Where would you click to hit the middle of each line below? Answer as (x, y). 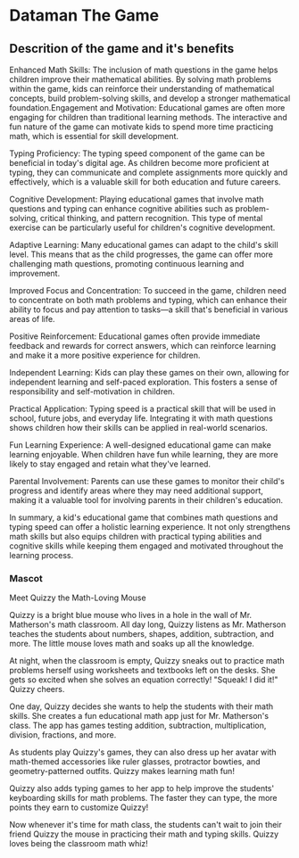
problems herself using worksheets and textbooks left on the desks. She (142, 671)
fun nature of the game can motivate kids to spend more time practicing (141, 127)
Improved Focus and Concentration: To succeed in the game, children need (148, 290)
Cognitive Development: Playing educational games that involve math (137, 199)
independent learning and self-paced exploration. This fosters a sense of (144, 382)
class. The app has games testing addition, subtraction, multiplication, (138, 726)
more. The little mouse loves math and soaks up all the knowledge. (132, 644)
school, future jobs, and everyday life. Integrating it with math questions (141, 418)
